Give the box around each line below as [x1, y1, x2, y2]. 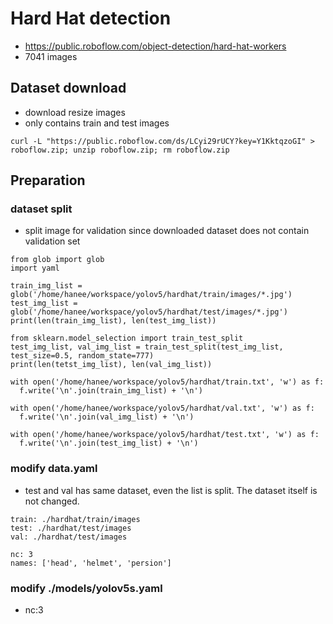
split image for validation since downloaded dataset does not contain [24, 225, 310, 237]
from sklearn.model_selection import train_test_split [10, 333, 244, 344]
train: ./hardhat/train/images [10, 514, 141, 524]
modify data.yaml [10, 462, 98, 476]
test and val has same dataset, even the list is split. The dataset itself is [24, 484, 318, 496]
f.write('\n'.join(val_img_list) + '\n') [19, 412, 195, 422]
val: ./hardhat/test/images [10, 532, 128, 542]
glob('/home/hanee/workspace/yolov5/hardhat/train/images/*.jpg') [10, 290, 293, 300]
